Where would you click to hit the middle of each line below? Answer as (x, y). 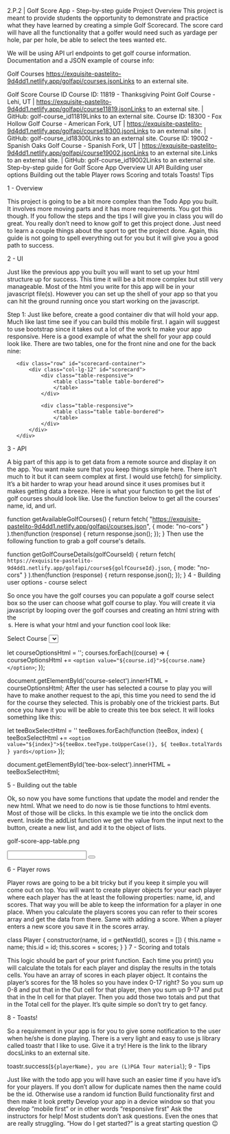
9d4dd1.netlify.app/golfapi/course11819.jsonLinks (77, 109)
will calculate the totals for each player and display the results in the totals (112, 968)
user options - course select (47, 582)
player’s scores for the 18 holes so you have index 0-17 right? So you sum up (115, 982)
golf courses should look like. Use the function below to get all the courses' (114, 498)
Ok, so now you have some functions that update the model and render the (113, 798)
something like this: (35, 717)
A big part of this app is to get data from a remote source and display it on (112, 462)
